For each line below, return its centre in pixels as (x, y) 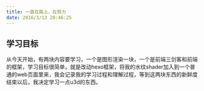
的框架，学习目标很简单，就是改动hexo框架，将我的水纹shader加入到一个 (98, 67)
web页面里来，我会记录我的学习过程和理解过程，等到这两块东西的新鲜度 (107, 75)
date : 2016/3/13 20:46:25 (39, 18)
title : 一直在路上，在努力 (36, 12)
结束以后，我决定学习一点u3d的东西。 (54, 82)
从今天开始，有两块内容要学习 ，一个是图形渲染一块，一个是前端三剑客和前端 (102, 59)
